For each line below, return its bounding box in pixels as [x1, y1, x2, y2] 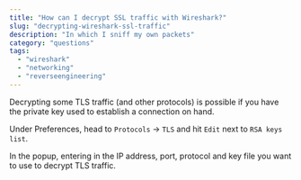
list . [9, 132, 29, 144]
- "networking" [17, 64, 75, 73]
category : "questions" [9, 38, 94, 48]
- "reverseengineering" [17, 72, 106, 81]
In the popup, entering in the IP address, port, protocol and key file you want [9, 150, 292, 161]
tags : [9, 47, 30, 56]
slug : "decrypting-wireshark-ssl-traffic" [9, 22, 171, 31]
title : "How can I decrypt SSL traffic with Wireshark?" [9, 13, 227, 22]
